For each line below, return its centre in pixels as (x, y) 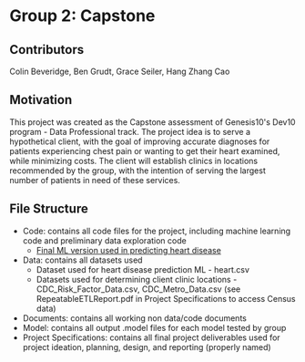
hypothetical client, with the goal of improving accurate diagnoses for (140, 141)
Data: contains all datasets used (82, 260)
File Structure (49, 209)
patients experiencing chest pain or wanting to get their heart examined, (145, 150)
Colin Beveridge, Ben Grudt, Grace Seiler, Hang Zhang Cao (120, 71)
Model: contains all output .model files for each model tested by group (154, 327)
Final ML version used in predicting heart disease (128, 250)
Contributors (47, 50)
